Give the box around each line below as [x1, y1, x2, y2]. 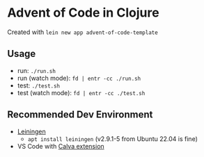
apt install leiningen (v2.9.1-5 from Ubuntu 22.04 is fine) [27, 134, 198, 143]
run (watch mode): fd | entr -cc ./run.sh [17, 74, 141, 82]
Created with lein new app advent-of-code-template [7, 28, 158, 36]
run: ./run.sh [17, 66, 56, 74]
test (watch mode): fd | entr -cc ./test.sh [17, 88, 146, 97]
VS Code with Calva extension [17, 142, 104, 150]
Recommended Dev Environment [7, 109, 153, 121]
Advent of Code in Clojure [7, 5, 159, 21]
